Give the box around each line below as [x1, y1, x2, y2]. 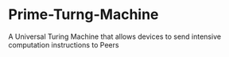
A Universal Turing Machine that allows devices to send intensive [8, 32, 221, 41]
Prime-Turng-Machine [8, 6, 159, 24]
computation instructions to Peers [8, 40, 119, 49]
